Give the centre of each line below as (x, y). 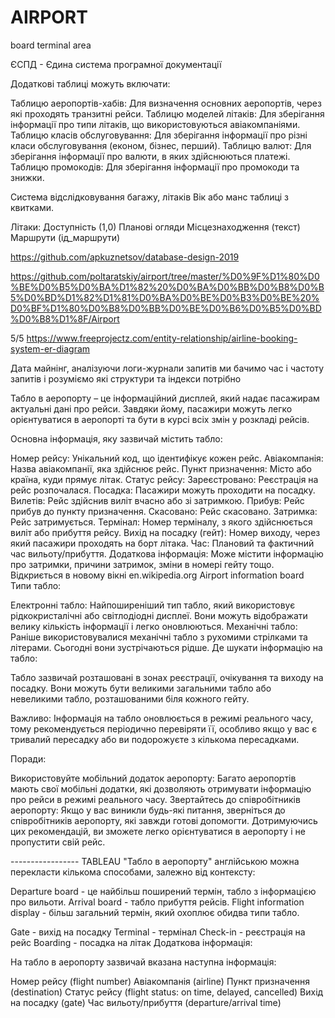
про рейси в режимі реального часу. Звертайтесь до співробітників (155, 799)
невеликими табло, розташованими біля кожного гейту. (130, 698)
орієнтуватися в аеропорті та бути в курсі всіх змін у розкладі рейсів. (160, 419)
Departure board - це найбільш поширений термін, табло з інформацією (163, 891)
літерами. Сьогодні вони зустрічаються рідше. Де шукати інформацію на (166, 647)
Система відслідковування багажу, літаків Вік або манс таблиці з (150, 197)
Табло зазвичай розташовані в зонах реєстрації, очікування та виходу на (167, 677)
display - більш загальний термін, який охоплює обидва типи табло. (155, 912)
